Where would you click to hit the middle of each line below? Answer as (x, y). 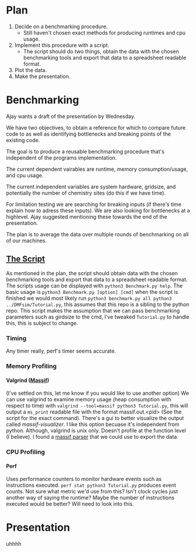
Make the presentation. (42, 76)
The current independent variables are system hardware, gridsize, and (91, 187)
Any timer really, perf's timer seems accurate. (61, 351)
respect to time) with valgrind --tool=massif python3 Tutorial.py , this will (97, 406)
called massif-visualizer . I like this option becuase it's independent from (93, 424)
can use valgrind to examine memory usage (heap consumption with (89, 399)
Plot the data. (30, 70)
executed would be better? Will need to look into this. (70, 504)
